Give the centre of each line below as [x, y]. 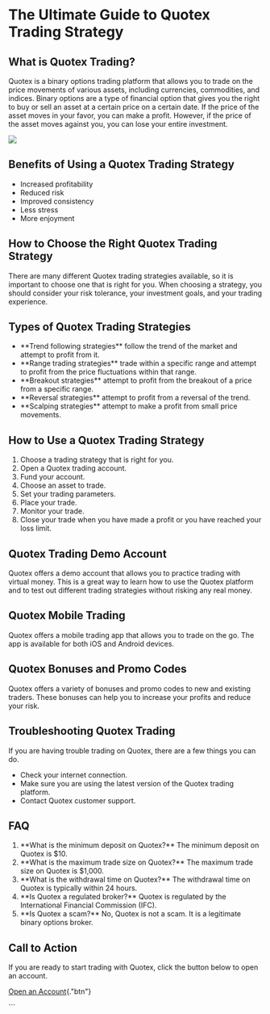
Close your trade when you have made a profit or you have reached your [141, 520]
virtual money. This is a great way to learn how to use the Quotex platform [131, 582]
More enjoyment [47, 218]
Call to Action [43, 947]
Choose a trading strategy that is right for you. [97, 460]
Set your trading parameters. [68, 494]
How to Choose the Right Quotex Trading [113, 244]
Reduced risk [42, 192]
